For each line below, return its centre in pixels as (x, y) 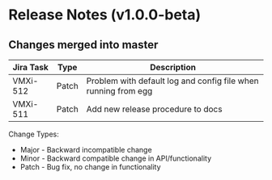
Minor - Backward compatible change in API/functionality (116, 158)
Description (173, 67)
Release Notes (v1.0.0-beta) (105, 15)
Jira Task (30, 67)
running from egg (119, 91)
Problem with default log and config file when (172, 81)
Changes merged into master (83, 45)
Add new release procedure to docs (154, 109)
